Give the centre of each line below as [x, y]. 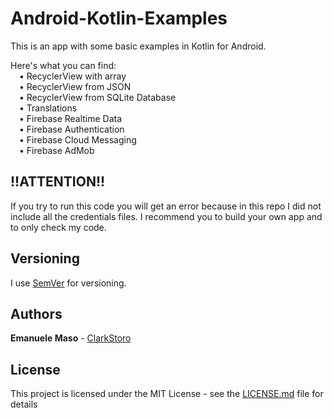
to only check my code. [58, 227]
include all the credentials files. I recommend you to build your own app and [166, 216]
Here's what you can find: [63, 65]
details [24, 404]
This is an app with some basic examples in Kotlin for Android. [138, 46]
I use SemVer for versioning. [68, 283]
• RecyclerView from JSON [75, 86]
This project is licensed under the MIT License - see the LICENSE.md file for [167, 394]
